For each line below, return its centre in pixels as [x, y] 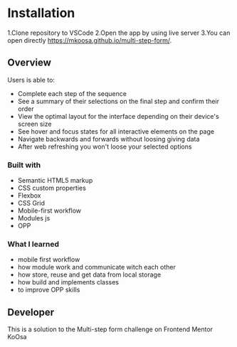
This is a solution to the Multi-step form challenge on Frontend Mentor [110, 329]
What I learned [33, 244]
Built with [24, 165]
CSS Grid [31, 203]
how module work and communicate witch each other [96, 267]
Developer [31, 312]
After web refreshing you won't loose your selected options [105, 146]
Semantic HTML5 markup [55, 181]
